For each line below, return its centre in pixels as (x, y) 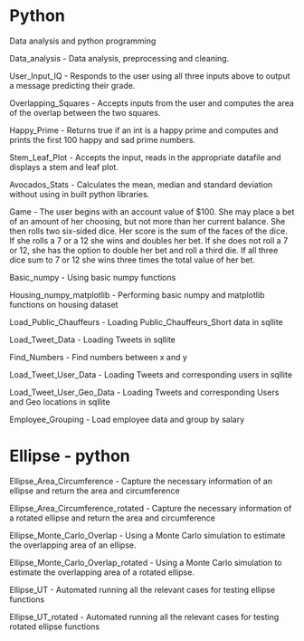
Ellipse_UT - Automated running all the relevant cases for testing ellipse (142, 589)
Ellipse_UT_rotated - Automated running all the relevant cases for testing (144, 617)
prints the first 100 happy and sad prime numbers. (103, 139)
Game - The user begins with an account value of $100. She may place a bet (152, 211)
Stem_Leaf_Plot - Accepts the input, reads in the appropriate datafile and (146, 157)
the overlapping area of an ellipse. (73, 545)
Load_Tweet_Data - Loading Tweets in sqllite (93, 340)
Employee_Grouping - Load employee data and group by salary (127, 419)
